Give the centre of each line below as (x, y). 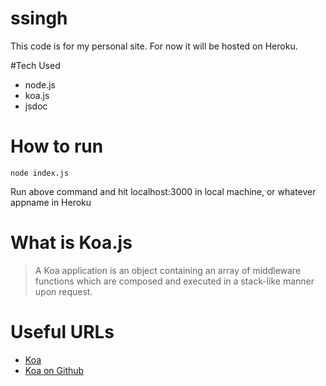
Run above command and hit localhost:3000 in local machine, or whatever (163, 191)
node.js (40, 84)
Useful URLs (62, 332)
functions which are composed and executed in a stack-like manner (174, 281)
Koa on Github (54, 370)
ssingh (39, 18)
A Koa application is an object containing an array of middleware (168, 270)
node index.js (40, 173)
